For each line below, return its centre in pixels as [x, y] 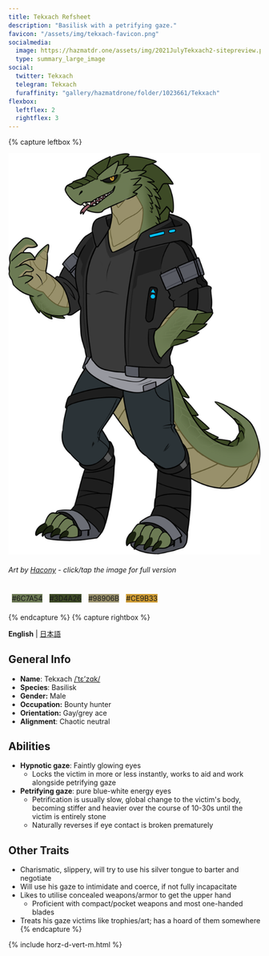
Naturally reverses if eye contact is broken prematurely [122, 825]
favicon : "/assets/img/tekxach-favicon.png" [84, 34]
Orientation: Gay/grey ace [63, 713]
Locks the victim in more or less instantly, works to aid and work [138, 774]
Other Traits [39, 850]
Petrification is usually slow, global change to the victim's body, [137, 800]
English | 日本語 [35, 633]
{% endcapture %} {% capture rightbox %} [79, 617]
